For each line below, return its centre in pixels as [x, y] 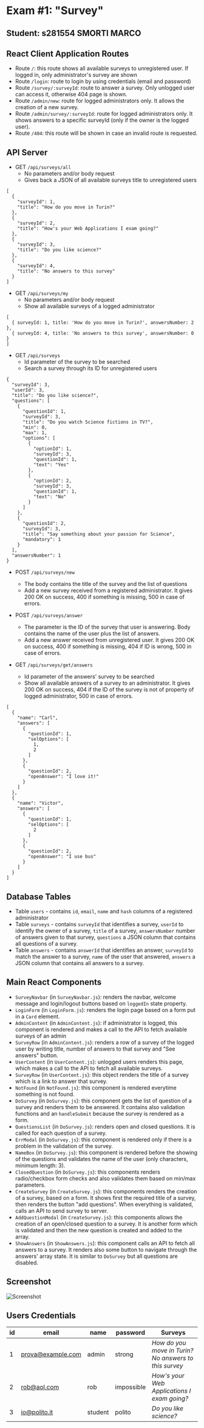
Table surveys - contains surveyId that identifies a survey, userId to [99, 924]
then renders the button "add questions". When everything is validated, [104, 1204]
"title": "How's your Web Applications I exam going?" [88, 229]
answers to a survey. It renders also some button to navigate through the [106, 1249]
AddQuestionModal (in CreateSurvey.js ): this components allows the [99, 1217]
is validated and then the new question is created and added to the [99, 1230]
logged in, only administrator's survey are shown [76, 75]
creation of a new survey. [47, 107]
